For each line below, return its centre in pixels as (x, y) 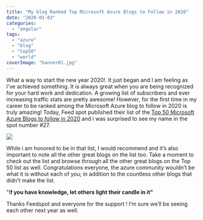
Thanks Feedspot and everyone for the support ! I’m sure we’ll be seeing (97, 204)
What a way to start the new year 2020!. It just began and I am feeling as (97, 80)
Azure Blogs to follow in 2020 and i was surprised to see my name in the (97, 118)
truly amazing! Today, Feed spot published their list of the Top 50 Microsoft (100, 112)
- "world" (24, 57)
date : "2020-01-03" (31, 18)
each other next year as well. (43, 210)
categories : (21, 23)
